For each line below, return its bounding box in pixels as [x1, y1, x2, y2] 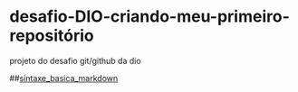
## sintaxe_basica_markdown [9, 72, 119, 83]
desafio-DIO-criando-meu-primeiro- [9, 6, 290, 27]
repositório [9, 25, 94, 46]
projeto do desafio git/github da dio [9, 55, 142, 66]
